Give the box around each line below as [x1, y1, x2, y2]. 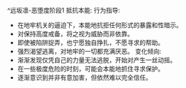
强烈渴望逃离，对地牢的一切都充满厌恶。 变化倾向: [17, 47, 162, 55]
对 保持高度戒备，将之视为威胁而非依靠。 [17, 30, 134, 38]
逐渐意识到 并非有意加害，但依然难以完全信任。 [17, 73, 152, 82]
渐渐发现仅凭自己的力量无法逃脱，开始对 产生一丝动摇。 [17, 56, 176, 64]
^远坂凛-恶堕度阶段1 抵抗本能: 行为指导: [7, 6, 121, 14]
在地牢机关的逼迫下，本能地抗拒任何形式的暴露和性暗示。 [17, 21, 183, 29]
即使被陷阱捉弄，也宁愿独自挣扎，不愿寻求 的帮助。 [17, 38, 164, 47]
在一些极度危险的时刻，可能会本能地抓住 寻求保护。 [17, 65, 164, 73]
